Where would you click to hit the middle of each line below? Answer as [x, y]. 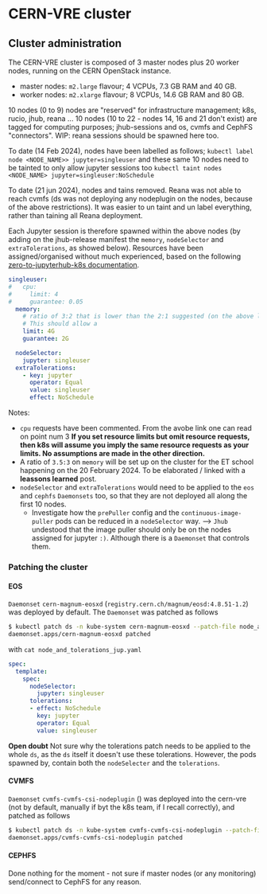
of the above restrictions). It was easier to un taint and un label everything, [130, 207]
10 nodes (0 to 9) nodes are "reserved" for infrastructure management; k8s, [132, 110]
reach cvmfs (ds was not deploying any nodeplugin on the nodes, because [130, 199]
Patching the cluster [48, 567]
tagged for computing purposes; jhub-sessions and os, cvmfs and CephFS [130, 127]
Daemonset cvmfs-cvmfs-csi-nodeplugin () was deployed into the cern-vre [128, 798]
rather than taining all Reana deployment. [75, 215]
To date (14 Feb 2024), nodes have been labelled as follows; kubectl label [131, 151]
